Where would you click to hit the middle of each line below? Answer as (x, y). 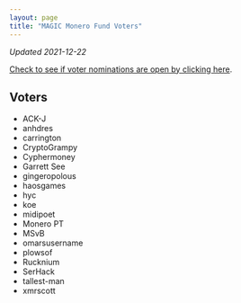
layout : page (34, 18)
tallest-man (43, 281)
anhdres (38, 129)
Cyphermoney (49, 157)
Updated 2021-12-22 (48, 51)
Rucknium (41, 263)
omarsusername (53, 243)
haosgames (44, 186)
